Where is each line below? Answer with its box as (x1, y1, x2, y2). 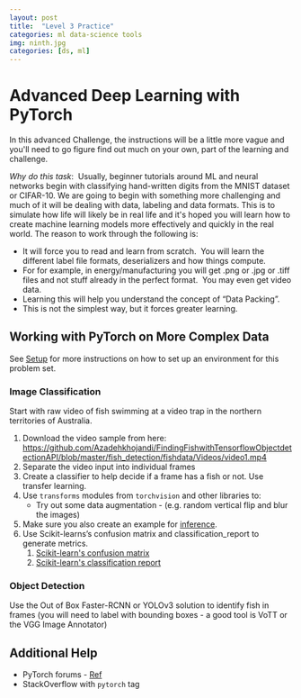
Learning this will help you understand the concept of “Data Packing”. (22, 294, 280, 304)
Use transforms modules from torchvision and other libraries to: (22, 490, 262, 501)
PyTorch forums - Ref (22, 669, 102, 680)
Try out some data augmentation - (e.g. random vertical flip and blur (35, 500, 288, 511)
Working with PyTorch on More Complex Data (9, 330, 270, 345)
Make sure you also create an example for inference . (22, 519, 217, 530)
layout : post (9, 13, 58, 23)
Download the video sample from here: (22, 433, 167, 444)
